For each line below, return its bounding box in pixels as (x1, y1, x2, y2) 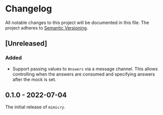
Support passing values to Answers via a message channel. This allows (12, 65, 158, 71)
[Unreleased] (5, 39, 48, 48)
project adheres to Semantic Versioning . (5, 24, 88, 30)
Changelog (5, 3, 52, 14)
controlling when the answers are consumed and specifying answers (12, 71, 155, 77)
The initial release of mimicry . (5, 104, 66, 110)
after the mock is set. (12, 76, 57, 82)
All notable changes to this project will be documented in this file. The (5, 19, 149, 25)
